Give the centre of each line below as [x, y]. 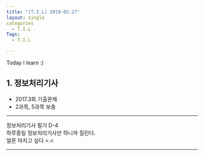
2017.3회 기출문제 [36, 99]
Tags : [13, 35]
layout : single [25, 18]
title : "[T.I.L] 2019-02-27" [43, 12]
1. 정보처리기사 [32, 83]
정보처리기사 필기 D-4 [32, 125]
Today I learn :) [25, 63]
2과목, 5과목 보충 [35, 106]
